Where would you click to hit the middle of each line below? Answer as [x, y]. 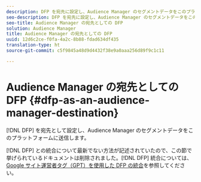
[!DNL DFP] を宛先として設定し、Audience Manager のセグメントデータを [97, 130]
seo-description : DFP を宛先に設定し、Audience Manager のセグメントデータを [97, 17]
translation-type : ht [33, 45]
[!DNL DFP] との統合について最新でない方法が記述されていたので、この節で [99, 150]
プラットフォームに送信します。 [50, 137]
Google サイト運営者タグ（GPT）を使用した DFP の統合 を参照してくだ [93, 165]
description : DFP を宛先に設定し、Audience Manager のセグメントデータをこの [96, 12]
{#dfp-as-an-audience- [89, 100]
